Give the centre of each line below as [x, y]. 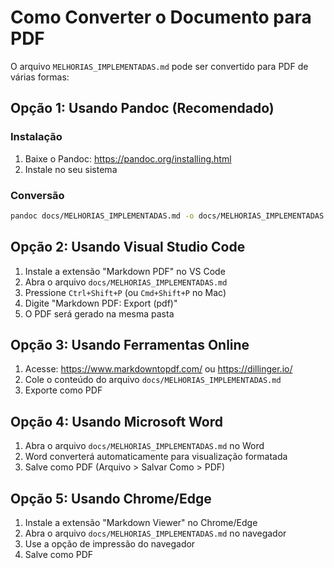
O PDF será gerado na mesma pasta [99, 313]
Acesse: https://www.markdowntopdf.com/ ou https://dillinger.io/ [158, 369]
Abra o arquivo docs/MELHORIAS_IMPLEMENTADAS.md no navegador [155, 533]
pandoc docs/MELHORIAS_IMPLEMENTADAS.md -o [102, 216]
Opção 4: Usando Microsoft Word [116, 421]
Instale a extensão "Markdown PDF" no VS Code [125, 271]
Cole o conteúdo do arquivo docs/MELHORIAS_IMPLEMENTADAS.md [153, 380]
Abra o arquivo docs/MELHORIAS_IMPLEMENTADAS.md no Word [144, 446]
